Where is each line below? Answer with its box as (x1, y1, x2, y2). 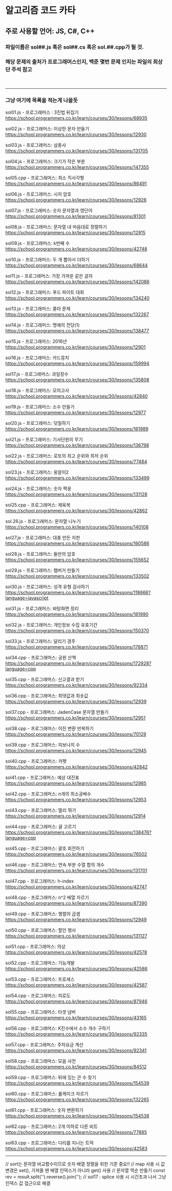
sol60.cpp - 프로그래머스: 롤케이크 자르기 (5, 1091, 89, 1097)
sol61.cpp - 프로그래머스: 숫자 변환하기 (5, 1107, 83, 1114)
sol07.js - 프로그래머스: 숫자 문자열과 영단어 (5, 207, 93, 213)
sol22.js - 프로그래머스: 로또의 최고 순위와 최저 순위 (5, 453, 109, 459)
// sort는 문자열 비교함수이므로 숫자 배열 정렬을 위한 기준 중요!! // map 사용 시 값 (5, 1161, 165, 1167)
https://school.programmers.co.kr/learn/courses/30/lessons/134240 (5, 295, 150, 301)
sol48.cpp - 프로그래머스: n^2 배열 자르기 (5, 894, 89, 901)
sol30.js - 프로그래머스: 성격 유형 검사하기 (5, 583, 90, 590)
